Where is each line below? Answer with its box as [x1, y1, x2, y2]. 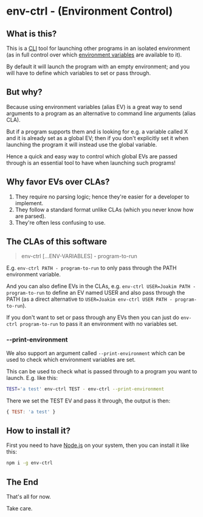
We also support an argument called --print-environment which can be [6, 349, 185, 357]
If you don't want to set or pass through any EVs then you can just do [6, 314, 179, 321]
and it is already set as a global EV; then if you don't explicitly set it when [6, 134, 188, 141]
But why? [6, 87, 43, 97]
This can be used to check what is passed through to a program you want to [6, 367, 198, 375]
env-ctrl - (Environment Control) [6, 4, 173, 18]
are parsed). [15, 212, 46, 220]
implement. [15, 199, 44, 206]
